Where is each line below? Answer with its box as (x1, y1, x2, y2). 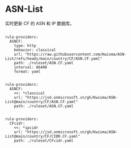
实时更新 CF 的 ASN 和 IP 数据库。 (5, 20, 75, 26)
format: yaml (14, 69, 41, 74)
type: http (14, 43, 36, 48)
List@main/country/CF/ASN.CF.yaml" (5, 99, 78, 104)
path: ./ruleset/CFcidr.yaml (14, 138, 74, 143)
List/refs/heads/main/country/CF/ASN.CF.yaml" (5, 56, 102, 61)
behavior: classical (14, 47, 56, 52)
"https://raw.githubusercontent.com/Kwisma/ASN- (25, 52, 127, 57)
